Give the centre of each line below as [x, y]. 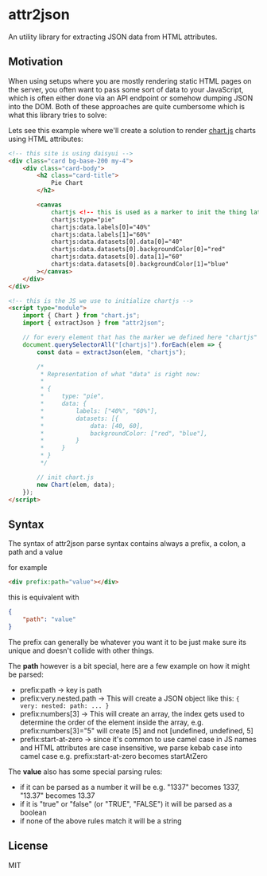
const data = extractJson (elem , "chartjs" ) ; [112, 352]
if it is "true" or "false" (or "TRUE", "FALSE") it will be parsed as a [126, 803]
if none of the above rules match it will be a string [101, 821]
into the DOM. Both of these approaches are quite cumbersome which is [126, 106]
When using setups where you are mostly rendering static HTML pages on [130, 81]
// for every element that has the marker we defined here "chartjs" [140, 337]
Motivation [36, 62]
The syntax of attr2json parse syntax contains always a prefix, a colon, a [127, 544]
